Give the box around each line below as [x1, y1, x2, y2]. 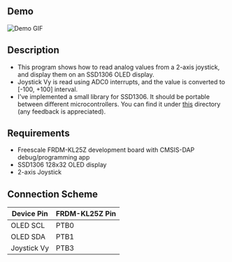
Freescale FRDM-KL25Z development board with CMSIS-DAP [17, 146, 195, 154]
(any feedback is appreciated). [17, 107, 106, 116]
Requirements [7, 128, 70, 139]
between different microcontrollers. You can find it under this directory [17, 100, 221, 108]
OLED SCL [10, 221, 45, 231]
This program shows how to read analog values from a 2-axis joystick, [17, 63, 220, 71]
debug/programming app [17, 153, 90, 162]
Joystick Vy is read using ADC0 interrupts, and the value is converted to [17, 77, 226, 86]
